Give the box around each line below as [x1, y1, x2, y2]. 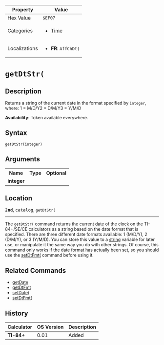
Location [5, 194, 33, 202]
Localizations [7, 45, 38, 52]
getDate [12, 280, 28, 285]
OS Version [37, 323, 64, 330]
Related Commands [5, 266, 66, 275]
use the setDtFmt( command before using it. [5, 252, 94, 258]
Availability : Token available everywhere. [5, 115, 88, 120]
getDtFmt [12, 284, 31, 290]
